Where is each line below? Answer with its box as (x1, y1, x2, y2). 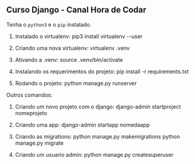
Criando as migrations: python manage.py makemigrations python (15, 133, 180, 140)
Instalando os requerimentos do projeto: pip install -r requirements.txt (15, 68, 189, 75)
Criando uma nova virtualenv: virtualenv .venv (15, 44, 130, 51)
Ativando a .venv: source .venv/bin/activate (15, 56, 124, 63)
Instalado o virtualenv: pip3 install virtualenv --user (15, 33, 143, 40)
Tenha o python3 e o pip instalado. (6, 21, 92, 28)
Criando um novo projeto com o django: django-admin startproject (15, 103, 181, 110)
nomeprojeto (15, 109, 47, 117)
